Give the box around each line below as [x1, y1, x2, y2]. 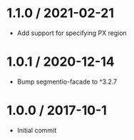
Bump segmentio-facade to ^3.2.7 [16, 77, 118, 86]
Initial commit [16, 126, 57, 134]
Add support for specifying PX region [16, 29, 128, 37]
